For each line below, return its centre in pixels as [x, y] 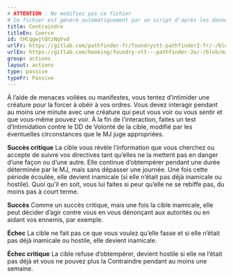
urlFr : [17, 46]
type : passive [28, 71]
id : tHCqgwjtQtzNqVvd [38, 39]
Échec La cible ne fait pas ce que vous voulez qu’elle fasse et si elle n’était [114, 233]
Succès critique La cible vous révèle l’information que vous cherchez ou [111, 148]
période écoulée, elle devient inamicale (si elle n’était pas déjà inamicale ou [114, 177]
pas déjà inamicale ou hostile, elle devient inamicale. [82, 241]
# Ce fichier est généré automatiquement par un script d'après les [108, 20]
